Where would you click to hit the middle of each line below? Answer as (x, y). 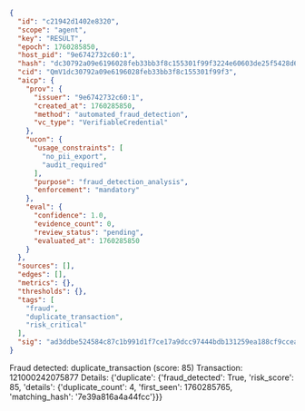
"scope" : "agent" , (53, 30)
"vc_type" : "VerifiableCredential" (101, 122)
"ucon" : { (44, 140)
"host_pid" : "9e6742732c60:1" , (77, 55)
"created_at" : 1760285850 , (84, 106)
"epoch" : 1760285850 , (59, 47)
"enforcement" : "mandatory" (87, 191)
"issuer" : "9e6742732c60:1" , (89, 97)
